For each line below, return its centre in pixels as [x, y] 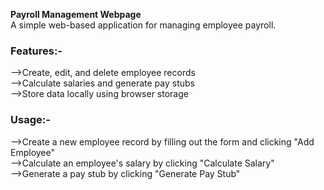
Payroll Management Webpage [76, 14]
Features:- [36, 51]
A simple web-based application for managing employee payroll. [143, 25]
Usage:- [30, 120]
